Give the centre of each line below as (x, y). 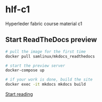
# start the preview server (35, 66)
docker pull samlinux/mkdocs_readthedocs (50, 56)
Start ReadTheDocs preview (51, 40)
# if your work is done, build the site (49, 80)
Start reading (19, 94)
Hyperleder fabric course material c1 (44, 24)
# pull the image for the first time (46, 52)
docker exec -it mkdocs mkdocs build (46, 85)
